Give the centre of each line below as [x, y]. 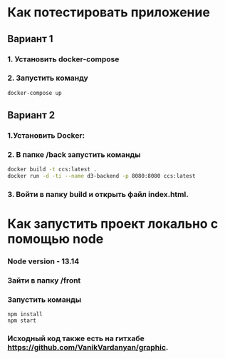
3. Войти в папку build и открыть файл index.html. [98, 194]
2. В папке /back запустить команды [74, 154]
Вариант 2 [31, 115]
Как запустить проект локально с [113, 224]
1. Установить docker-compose [63, 59]
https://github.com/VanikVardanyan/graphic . [88, 348]
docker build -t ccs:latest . [52, 170]
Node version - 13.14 [43, 261]
